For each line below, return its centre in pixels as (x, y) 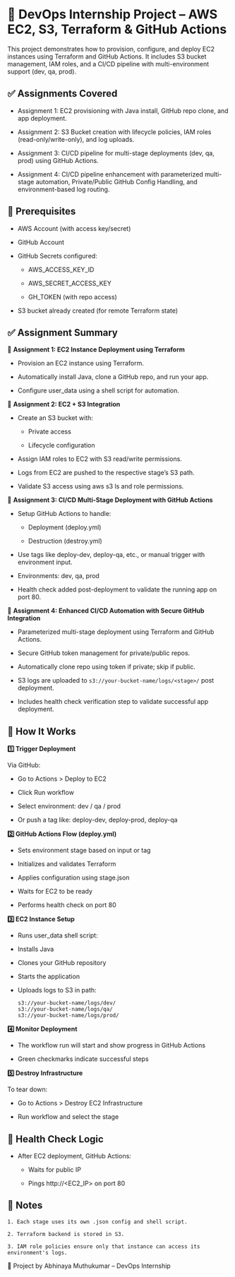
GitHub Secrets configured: (57, 256)
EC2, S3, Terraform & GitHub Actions (117, 29)
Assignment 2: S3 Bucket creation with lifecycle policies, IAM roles (114, 132)
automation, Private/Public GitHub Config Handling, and (116, 181)
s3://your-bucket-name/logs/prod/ (68, 1016)
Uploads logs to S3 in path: (57, 990)
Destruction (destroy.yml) (65, 541)
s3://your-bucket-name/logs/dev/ (67, 1003)
